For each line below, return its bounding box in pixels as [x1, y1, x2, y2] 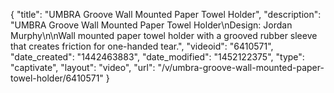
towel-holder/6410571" [10, 72, 104, 84]
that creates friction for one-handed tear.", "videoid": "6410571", [10, 40, 274, 52]
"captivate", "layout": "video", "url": [10, 62, 156, 73]
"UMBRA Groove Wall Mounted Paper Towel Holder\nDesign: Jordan [10, 19, 293, 31]
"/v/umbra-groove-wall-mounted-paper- [157, 62, 325, 73]
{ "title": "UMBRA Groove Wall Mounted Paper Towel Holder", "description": [10, 9, 322, 20]
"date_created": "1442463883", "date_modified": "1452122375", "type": [10, 51, 305, 63]
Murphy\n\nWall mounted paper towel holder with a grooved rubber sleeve [10, 30, 318, 41]
